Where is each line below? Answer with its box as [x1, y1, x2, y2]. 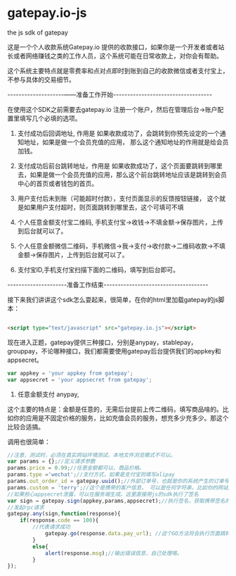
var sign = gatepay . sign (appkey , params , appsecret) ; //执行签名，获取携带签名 [7, 497, 226, 504]
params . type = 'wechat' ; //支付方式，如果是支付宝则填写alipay [7, 471, 176, 478]
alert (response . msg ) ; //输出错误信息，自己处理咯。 [44, 549, 183, 557]
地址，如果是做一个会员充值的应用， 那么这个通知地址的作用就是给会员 [23, 137, 229, 146]
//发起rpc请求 [7, 503, 44, 511]
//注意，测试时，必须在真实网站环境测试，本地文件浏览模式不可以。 [7, 451, 176, 458]
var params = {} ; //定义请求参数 [7, 458, 96, 465]
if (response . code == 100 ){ [20, 517, 99, 524]
